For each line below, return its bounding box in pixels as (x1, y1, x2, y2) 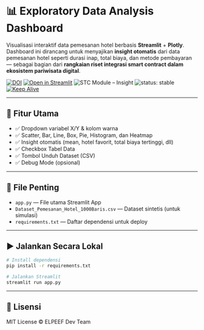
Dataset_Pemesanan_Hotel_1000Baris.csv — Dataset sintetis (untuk (15, 205, 181, 212)
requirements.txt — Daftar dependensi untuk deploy (15, 218, 148, 225)
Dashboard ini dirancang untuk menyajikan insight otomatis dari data (6, 47, 180, 55)
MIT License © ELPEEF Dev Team (6, 318, 91, 325)
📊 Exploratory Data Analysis (6, 4, 154, 18)
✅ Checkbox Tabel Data (15, 145, 75, 152)
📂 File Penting (6, 183, 59, 193)
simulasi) (15, 211, 38, 218)
